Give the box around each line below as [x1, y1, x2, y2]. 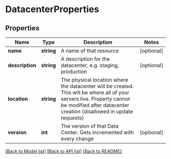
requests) [61, 114, 84, 121]
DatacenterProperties [5, 4, 99, 15]
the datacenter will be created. [61, 83, 134, 90]
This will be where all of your [61, 89, 130, 96]
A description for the [61, 56, 110, 62]
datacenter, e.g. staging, [61, 62, 119, 69]
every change [61, 135, 94, 142]
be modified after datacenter [61, 102, 130, 108]
